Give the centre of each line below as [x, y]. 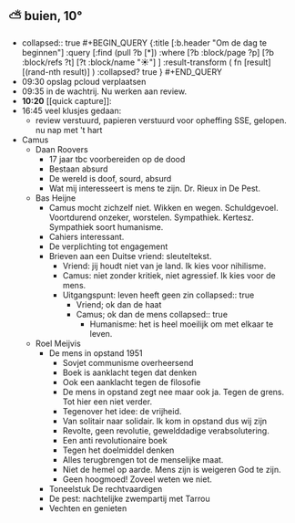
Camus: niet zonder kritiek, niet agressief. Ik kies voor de [169, 275]
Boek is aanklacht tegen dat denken [130, 372]
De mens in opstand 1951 [96, 353]
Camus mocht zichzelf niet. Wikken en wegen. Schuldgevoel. [163, 207]
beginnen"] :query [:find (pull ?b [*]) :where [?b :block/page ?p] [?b [148, 52]
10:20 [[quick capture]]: [66, 100]
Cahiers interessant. [86, 236]
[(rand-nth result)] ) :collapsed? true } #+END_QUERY [122, 71]
